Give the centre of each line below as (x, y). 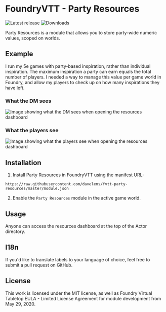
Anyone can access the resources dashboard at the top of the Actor (76, 226)
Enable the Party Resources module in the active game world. (76, 198)
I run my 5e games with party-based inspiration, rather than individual (78, 66)
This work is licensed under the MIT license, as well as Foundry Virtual (79, 293)
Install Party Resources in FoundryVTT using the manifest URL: (78, 175)
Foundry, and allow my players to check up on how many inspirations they (82, 82)
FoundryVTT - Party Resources (72, 9)
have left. (15, 88)
